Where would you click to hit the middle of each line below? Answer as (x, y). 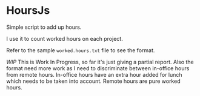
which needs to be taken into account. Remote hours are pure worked (93, 81)
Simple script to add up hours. (44, 27)
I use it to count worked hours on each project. (65, 38)
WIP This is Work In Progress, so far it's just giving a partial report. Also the (100, 62)
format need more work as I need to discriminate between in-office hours (98, 68)
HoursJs (28, 10)
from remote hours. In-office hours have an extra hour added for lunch (95, 74)
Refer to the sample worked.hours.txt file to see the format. (81, 50)
